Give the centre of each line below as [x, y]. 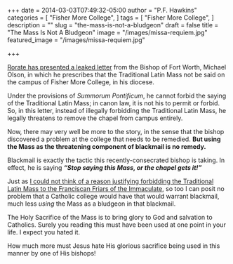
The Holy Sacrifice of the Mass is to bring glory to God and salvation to [110, 217]
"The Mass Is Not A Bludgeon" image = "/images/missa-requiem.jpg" [107, 32]
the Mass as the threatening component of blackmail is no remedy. [107, 146]
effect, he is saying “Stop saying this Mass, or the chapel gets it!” [105, 167]
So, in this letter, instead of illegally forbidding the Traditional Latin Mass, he [117, 111]
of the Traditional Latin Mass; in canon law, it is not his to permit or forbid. [113, 103]
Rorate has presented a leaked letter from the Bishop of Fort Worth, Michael [117, 67]
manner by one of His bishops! [52, 253]
